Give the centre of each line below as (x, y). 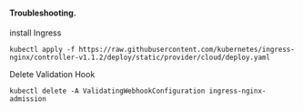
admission (28, 99)
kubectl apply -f (42, 50)
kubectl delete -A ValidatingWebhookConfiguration (107, 91)
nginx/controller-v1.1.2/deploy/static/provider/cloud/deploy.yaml (140, 58)
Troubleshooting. (43, 13)
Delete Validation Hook (52, 75)
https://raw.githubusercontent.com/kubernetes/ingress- (187, 50)
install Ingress (35, 33)
